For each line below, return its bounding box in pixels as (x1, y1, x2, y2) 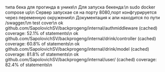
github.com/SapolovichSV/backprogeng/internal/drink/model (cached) (5, 46, 150, 52)
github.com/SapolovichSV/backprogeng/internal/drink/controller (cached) (5, 36, 156, 41)
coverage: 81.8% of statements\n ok (5, 51, 79, 57)
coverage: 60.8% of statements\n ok (5, 41, 80, 46)
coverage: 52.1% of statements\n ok (5, 31, 79, 36)
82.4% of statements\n (5, 62, 53, 68)
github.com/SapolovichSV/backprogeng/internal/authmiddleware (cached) (5, 25, 158, 31)
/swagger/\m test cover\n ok (5, 20, 63, 26)
